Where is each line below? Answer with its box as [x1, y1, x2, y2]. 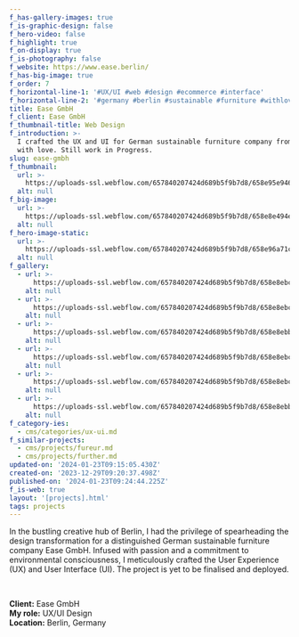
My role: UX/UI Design [9, 608, 93, 619]
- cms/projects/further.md [17, 452, 117, 461]
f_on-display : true [9, 46, 82, 55]
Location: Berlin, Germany [9, 617, 107, 628]
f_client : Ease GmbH [9, 112, 86, 121]
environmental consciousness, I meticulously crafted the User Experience [9, 554, 279, 566]
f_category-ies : [9, 419, 69, 428]
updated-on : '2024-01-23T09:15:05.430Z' [9, 461, 162, 470]
